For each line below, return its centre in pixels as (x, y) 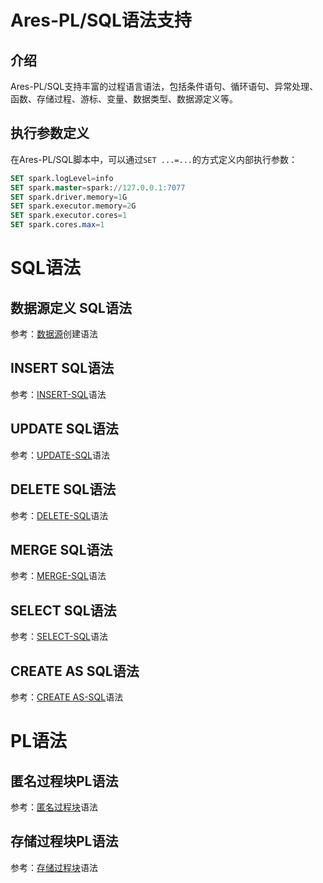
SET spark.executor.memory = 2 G (73, 206)
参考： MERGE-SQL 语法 (58, 576)
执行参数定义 (50, 133)
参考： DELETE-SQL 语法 (59, 515)
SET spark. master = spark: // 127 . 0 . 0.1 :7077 (98, 187)
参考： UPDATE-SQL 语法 (60, 455)
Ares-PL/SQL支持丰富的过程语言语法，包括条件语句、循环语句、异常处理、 (164, 86)
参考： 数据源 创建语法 (54, 334)
